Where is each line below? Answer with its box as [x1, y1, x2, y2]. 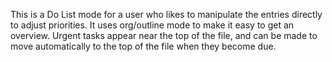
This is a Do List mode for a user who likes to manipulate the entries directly [10, 9, 323, 20]
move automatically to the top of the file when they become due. [10, 40, 277, 52]
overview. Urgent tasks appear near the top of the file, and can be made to [10, 30, 318, 41]
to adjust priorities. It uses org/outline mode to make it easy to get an [10, 19, 295, 31]
